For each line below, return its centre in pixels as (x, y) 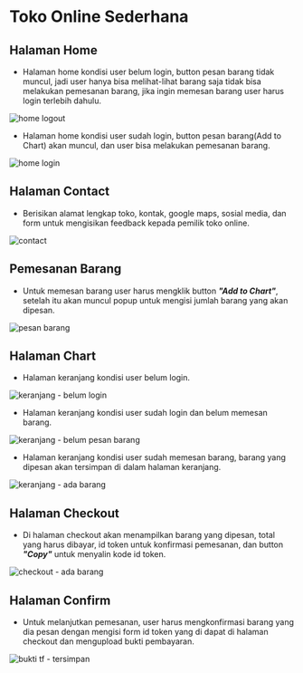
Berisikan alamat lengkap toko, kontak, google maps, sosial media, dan (154, 213)
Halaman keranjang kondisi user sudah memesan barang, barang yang (154, 457)
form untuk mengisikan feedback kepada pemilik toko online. (136, 223)
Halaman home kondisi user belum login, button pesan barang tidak (148, 72)
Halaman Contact (60, 192)
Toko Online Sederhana (99, 17)
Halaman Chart (53, 356)
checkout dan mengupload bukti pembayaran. (108, 641)
